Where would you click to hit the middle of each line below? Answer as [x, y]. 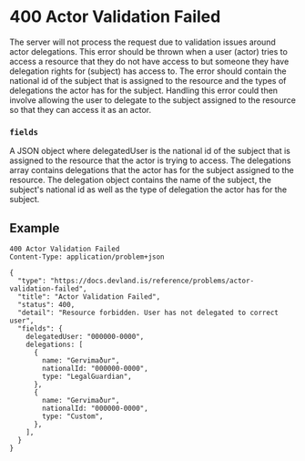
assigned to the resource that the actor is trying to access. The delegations [150, 160]
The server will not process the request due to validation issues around [142, 42]
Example [35, 228]
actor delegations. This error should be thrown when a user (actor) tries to [149, 51]
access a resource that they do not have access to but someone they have [149, 61]
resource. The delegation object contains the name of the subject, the [140, 180]
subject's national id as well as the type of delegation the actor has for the [148, 190]
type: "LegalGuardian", [87, 377]
